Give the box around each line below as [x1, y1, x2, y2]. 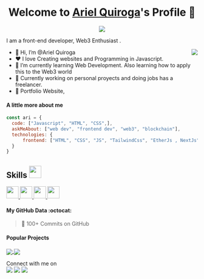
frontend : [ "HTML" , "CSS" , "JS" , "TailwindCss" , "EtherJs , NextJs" [22, 137, 200, 143]
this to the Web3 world [15, 68, 72, 75]
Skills [6, 170, 27, 180]
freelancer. [15, 81, 42, 88]
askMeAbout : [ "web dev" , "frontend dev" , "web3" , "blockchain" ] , [12, 126, 181, 132]
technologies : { [12, 132, 53, 138]
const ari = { [6, 115, 42, 121]
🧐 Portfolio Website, [15, 87, 65, 95]
